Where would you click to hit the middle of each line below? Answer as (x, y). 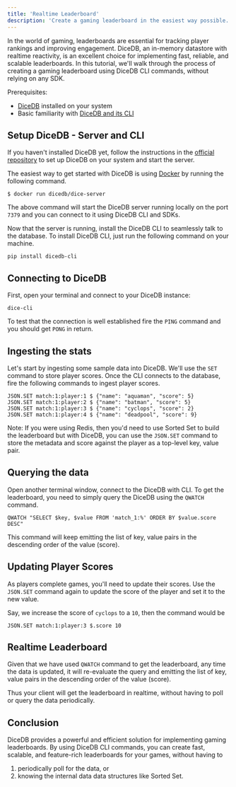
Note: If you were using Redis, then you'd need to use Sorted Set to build (113, 427)
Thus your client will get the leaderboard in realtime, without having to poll (116, 693)
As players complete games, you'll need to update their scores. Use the (111, 584)
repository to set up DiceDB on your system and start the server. (101, 160)
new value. (23, 599)
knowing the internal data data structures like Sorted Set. (100, 776)
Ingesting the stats (49, 351)
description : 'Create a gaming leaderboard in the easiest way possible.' (120, 21)
